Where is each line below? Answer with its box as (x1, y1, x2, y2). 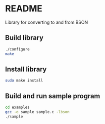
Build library (5, 34, 44, 42)
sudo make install (5, 78, 43, 83)
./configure (5, 46, 30, 52)
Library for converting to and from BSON (5, 19, 88, 25)
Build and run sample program (5, 92, 101, 100)
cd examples (5, 105, 30, 110)
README (5, 3, 43, 14)
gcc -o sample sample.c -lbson (5, 109, 70, 114)
